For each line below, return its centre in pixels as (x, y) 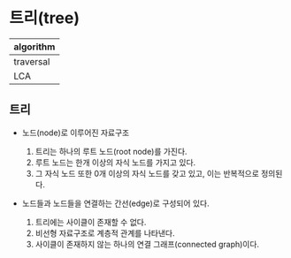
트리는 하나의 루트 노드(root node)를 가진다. (111, 151)
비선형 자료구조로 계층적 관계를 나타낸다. (105, 233)
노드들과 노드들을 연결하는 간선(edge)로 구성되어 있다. (115, 203)
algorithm (34, 47)
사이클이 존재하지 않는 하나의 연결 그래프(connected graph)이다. (147, 244)
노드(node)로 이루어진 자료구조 (76, 133)
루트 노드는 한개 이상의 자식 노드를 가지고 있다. (115, 162)
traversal (32, 61)
